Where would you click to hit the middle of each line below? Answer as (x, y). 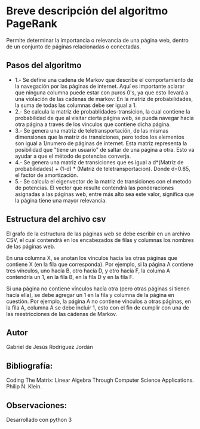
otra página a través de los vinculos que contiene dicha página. (93, 124)
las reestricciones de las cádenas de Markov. (62, 314)
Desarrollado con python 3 (39, 420)
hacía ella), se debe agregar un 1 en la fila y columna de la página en (90, 295)
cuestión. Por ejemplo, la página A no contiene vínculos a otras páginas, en (99, 301)
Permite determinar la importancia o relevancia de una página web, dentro (98, 40)
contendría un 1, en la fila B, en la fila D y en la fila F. (70, 277)
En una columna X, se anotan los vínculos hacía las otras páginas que (92, 258)
